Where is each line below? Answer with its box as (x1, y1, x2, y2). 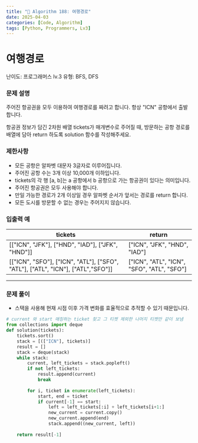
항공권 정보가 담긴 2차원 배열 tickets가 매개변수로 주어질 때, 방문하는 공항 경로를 (6, 123, 190, 131)
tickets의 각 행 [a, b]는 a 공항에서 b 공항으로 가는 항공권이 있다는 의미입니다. (14, 177, 191, 184)
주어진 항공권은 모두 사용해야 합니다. (14, 184, 98, 191)
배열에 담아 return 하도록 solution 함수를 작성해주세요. (6, 131, 131, 138)
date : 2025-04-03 (6, 14, 49, 20)
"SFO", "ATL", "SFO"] (128, 265, 187, 273)
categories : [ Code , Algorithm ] (6, 19, 83, 25)
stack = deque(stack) (16, 349, 70, 355)
